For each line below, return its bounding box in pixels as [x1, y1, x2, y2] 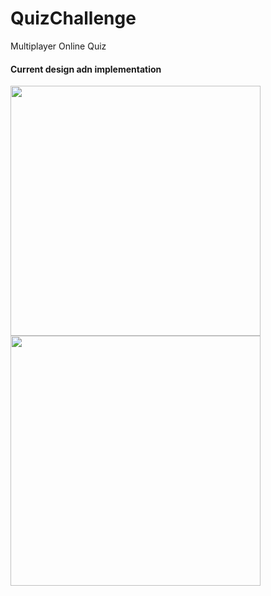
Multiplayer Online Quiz [10, 40, 107, 52]
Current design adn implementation [10, 63, 162, 75]
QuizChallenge [10, 7, 137, 30]
